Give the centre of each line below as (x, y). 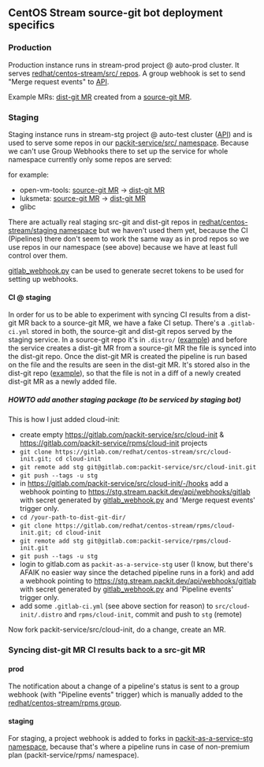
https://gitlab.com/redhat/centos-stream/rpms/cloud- (145, 526)
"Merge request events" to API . (59, 81)
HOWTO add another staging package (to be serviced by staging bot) (125, 399)
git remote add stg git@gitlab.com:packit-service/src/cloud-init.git (138, 468)
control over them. (38, 255)
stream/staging (33, 230)
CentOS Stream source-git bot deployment (115, 13)
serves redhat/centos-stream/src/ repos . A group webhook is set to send (127, 73)
